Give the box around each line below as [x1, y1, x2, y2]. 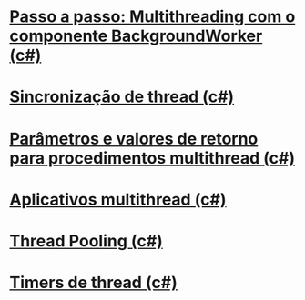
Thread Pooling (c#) [9, 230, 164, 251]
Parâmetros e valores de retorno [9, 128, 259, 149]
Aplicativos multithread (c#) [9, 189, 227, 210]
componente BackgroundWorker [9, 25, 263, 46]
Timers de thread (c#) [9, 273, 178, 293]
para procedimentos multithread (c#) [9, 147, 296, 168]
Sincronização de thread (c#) [9, 86, 235, 107]
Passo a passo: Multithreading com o [9, 6, 296, 27]
